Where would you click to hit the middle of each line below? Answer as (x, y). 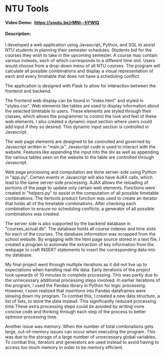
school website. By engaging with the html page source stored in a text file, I (83, 239)
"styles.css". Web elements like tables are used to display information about (82, 106)
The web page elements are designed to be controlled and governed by (78, 142)
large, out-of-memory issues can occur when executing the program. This (80, 331)
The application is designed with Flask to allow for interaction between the (81, 86)
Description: (18, 34)
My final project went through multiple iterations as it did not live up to (76, 264)
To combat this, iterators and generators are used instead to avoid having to (82, 342)
